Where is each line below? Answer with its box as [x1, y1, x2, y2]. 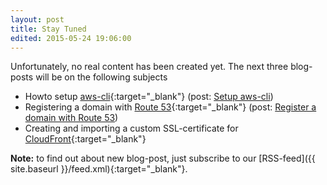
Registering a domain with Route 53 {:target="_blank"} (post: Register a [24, 101, 317, 113]
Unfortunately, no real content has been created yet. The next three [10, 61, 289, 73]
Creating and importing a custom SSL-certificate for [24, 122, 239, 135]
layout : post [10, 14, 65, 25]
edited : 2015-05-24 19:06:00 [10, 33, 132, 43]
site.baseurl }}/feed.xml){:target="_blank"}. [10, 163, 188, 175]
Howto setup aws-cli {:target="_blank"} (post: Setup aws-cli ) [24, 91, 274, 103]
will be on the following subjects [35, 71, 168, 83]
